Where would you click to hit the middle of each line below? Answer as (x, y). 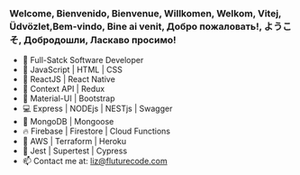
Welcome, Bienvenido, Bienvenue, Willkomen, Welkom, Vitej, (145, 14)
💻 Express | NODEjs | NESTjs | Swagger (97, 109)
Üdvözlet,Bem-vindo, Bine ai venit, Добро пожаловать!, (136, 26)
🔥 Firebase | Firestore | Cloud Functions (96, 131)
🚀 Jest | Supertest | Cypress (75, 151)
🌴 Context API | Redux (64, 89)
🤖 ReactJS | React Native (68, 79)
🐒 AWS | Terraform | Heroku (74, 142)
